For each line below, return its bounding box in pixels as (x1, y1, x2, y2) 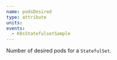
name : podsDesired (6, 8, 52, 15)
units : (6, 20, 23, 26)
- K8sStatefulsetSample (11, 31, 70, 37)
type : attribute (6, 14, 47, 20)
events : (6, 25, 26, 31)
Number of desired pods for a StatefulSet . (6, 47, 112, 54)
